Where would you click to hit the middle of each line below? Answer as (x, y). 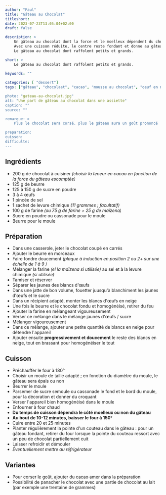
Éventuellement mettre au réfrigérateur (52, 449)
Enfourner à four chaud (36, 407)
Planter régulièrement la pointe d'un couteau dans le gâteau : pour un (83, 428)
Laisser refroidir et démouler (41, 444)
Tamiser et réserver (32, 280)
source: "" (16, 110)
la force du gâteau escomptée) (44, 179)
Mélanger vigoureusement (39, 322)
